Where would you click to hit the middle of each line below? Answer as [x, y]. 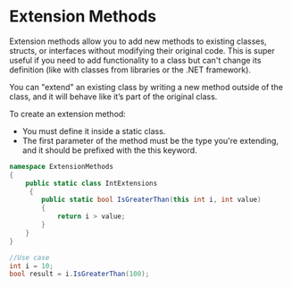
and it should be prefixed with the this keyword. [110, 150]
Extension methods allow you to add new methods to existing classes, [138, 41]
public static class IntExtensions [92, 183]
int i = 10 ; [31, 266]
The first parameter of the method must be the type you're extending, [150, 140]
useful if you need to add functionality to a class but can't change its [135, 60]
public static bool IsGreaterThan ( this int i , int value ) [151, 200]
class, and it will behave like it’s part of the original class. [113, 97]
